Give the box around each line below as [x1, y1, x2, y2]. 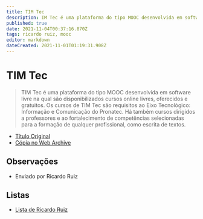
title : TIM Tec [6, 8, 45, 15]
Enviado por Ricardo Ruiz [14, 172, 79, 180]
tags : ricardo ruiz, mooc [6, 31, 71, 38]
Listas [6, 190, 30, 200]
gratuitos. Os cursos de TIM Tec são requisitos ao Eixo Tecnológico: [21, 101, 191, 109]
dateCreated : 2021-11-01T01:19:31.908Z [6, 43, 107, 49]
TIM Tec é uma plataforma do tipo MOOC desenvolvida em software [21, 88, 192, 96]
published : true [6, 20, 47, 26]
